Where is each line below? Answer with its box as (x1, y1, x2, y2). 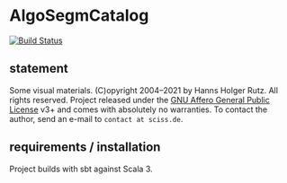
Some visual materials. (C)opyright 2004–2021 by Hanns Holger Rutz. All (9, 84, 279, 95)
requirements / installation (9, 140, 161, 155)
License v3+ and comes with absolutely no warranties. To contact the (9, 104, 268, 115)
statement (9, 61, 69, 76)
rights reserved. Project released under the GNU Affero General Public (9, 94, 270, 105)
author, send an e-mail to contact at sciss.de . (9, 113, 184, 124)
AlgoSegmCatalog (9, 5, 149, 26)
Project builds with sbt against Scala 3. (9, 163, 153, 174)
